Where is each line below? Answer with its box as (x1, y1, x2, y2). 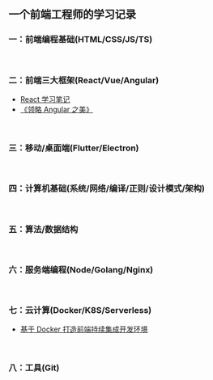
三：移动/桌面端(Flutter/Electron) (8, 142, 139, 154)
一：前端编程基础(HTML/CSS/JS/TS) (8, 34, 153, 45)
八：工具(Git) (8, 362, 60, 374)
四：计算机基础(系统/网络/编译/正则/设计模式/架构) (8, 183, 205, 194)
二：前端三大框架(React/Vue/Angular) (8, 74, 160, 86)
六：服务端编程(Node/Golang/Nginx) (8, 264, 154, 275)
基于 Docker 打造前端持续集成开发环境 (19, 324, 148, 334)
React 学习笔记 (19, 94, 70, 103)
